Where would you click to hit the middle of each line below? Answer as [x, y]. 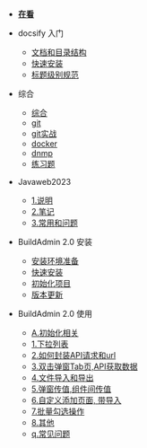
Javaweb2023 [44, 182]
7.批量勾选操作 [58, 411]
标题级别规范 [55, 75]
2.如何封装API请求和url [73, 355]
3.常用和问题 [54, 223]
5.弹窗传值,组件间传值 [71, 389]
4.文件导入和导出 [62, 378]
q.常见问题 [51, 434]
